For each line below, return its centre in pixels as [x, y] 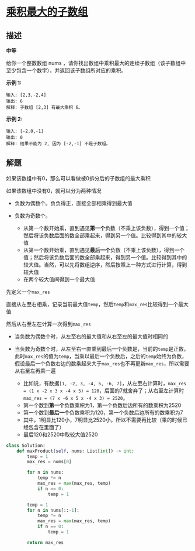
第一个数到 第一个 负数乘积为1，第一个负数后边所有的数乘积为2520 [102, 405]
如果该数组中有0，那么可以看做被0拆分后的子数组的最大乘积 [78, 178]
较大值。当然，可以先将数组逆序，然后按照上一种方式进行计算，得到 [105, 265]
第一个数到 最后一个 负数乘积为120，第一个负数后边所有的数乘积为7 [103, 412]
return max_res [46, 542]
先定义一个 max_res [28, 292]
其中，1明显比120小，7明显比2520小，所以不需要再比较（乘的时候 [103, 420]
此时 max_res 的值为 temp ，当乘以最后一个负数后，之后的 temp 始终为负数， [101, 356]
